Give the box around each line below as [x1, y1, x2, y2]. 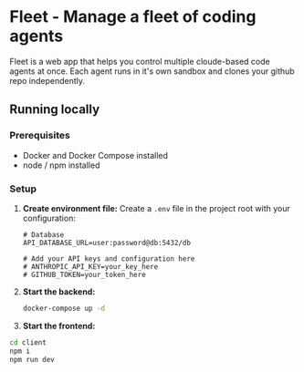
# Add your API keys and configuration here [22, 253, 195, 263]
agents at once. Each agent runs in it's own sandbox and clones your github [9, 66, 295, 77]
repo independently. [9, 75, 85, 86]
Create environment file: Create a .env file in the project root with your [22, 202, 290, 213]
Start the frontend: [22, 320, 96, 331]
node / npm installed [22, 160, 100, 170]
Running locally [9, 102, 100, 118]
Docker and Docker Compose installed [22, 150, 169, 160]
